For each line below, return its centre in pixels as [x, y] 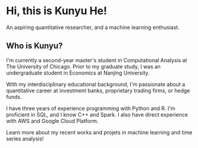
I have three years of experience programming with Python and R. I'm [91, 108]
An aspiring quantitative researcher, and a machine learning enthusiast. [93, 27]
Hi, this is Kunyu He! [57, 11]
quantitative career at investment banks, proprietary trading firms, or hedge [98, 91]
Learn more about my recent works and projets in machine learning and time [99, 132]
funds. [14, 96]
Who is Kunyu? [35, 46]
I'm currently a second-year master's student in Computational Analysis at [97, 60]
